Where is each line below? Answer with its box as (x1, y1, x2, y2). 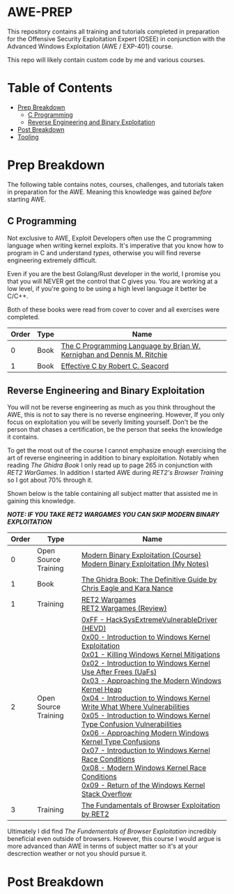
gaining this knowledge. (7, 497, 76, 506)
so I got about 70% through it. (7, 476, 93, 485)
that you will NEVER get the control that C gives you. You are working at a (7, 277, 218, 285)
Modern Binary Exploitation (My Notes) (81, 559, 209, 569)
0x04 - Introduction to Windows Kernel (81, 693, 210, 703)
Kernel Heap (81, 685, 123, 695)
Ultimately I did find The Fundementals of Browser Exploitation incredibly (7, 827, 217, 835)
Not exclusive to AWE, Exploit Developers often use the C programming (7, 234, 212, 242)
